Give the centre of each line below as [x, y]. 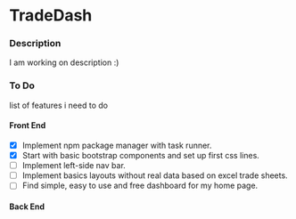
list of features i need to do [59, 105]
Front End [28, 126]
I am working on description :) [64, 62]
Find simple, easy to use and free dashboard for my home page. [140, 186]
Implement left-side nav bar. [74, 166]
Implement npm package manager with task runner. [117, 145]
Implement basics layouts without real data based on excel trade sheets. [155, 175]
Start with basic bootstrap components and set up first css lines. [141, 156]
